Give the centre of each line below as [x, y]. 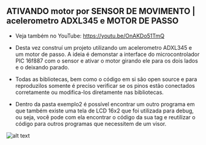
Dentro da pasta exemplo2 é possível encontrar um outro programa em [105, 104]
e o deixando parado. [42, 67]
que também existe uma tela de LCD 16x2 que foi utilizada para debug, [105, 111]
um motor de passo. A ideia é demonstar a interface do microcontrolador [107, 54]
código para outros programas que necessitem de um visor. [91, 123]
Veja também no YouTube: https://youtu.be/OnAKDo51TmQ [90, 36]
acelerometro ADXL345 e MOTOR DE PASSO [93, 21]
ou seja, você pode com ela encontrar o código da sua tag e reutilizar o [105, 117]
